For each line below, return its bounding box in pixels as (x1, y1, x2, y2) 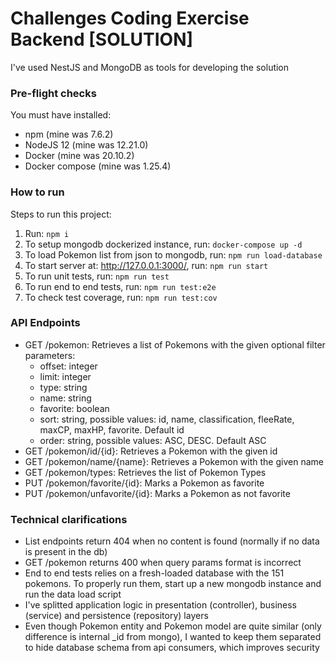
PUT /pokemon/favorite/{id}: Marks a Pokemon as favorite (24, 477, 265, 489)
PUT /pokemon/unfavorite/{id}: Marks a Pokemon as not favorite (24, 487, 291, 499)
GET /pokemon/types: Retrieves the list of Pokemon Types (24, 466, 267, 478)
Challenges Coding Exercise (10, 7, 250, 30)
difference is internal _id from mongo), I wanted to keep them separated (24, 631, 322, 643)
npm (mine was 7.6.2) (24, 128, 114, 141)
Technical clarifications (10, 512, 128, 526)
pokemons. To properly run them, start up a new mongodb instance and (24, 578, 322, 590)
